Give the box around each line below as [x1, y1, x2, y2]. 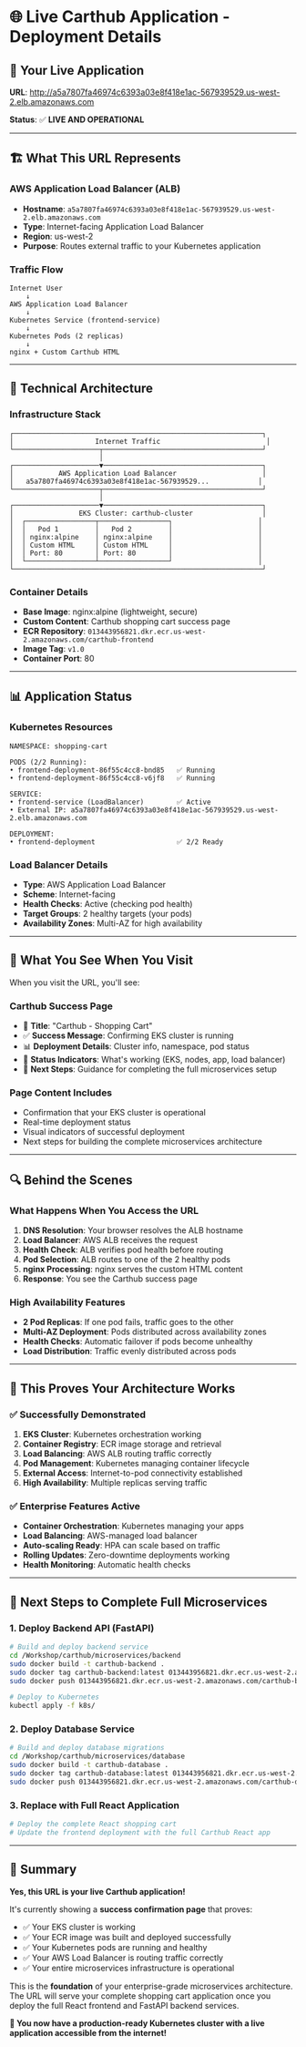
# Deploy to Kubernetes [9, 1692, 100, 1702]
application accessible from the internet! [9, 2027, 167, 2038]
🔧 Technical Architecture [9, 381, 153, 396]
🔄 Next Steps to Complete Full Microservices [9, 1594, 268, 1610]
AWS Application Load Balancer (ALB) [9, 182, 181, 195]
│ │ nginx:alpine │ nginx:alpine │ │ [9, 532, 262, 541]
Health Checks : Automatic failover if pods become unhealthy [22, 1336, 253, 1347]
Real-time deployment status [22, 1116, 131, 1127]
